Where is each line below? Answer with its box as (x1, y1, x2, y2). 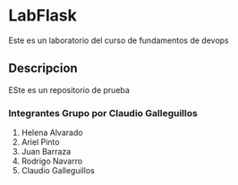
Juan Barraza (21, 147, 72, 157)
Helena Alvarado (21, 127, 83, 139)
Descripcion (8, 61, 78, 76)
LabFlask (8, 5, 77, 26)
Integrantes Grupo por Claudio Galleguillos (8, 106, 198, 119)
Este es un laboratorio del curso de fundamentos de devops (8, 35, 229, 46)
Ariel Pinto (21, 137, 60, 147)
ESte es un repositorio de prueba (8, 84, 131, 95)
